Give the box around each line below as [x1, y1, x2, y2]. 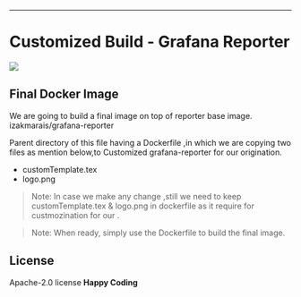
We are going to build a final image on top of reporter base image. [9, 110, 253, 121]
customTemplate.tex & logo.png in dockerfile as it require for [30, 200, 255, 211]
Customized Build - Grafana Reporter [9, 32, 290, 52]
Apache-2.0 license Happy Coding [9, 276, 139, 287]
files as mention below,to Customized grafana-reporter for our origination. [9, 147, 282, 157]
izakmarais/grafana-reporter [9, 120, 115, 131]
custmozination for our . [30, 209, 120, 220]
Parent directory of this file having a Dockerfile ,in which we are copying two [9, 137, 292, 148]
